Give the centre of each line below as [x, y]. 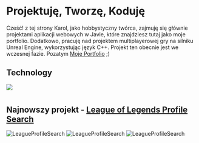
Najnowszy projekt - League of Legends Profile [97, 109]
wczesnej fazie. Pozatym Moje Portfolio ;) [58, 53]
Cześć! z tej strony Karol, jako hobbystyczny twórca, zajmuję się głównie [97, 28]
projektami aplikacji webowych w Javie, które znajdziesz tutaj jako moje [96, 34]
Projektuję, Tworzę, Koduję [76, 11]
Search [20, 119]
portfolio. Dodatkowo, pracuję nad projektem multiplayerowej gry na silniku [100, 41]
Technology [29, 73]
